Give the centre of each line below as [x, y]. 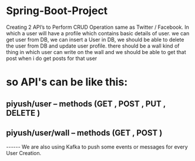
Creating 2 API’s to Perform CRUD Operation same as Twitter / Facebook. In [98, 27]
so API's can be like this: [67, 82]
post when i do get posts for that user [52, 58]
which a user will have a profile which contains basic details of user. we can [98, 33]
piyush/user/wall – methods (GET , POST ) [84, 133]
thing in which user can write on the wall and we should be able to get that [96, 52]
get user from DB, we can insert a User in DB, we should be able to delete [95, 39]
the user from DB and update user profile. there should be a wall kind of [93, 46]
